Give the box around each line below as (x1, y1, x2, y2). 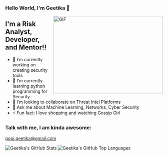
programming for (12, 88, 47, 94)
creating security (12, 67, 48, 73)
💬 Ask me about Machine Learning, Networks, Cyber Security (12, 104, 139, 110)
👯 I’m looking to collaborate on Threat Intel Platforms (12, 99, 121, 105)
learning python (12, 83, 45, 89)
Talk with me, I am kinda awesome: (5, 124, 91, 131)
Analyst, (5, 27, 32, 36)
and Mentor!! (5, 43, 46, 52)
